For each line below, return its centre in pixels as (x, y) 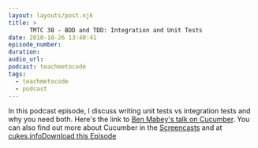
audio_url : (26, 60)
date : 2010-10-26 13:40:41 (52, 37)
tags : (17, 74)
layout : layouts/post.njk (50, 15)
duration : (24, 52)
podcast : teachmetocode (47, 67)
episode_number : (35, 45)
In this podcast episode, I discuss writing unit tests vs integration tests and (129, 111)
